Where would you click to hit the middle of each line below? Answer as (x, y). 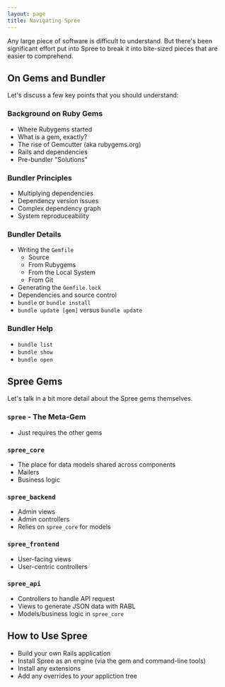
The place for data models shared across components (96, 464)
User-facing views (44, 559)
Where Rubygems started (55, 129)
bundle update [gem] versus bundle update (80, 310)
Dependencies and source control (67, 295)
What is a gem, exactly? (52, 136)
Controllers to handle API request (66, 598)
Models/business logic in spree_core (71, 613)
